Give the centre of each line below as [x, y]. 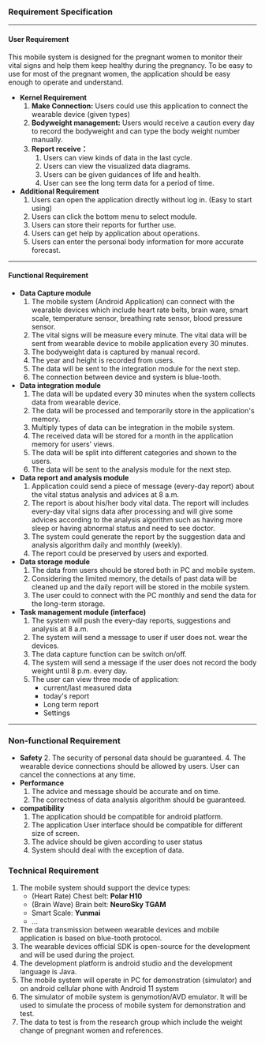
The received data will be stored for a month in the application [132, 435]
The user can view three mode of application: [105, 679]
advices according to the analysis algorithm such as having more [137, 519]
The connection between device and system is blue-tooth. [126, 377]
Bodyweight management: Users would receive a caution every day [143, 122]
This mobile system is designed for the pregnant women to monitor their [125, 57]
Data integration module [60, 385]
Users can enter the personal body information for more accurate [138, 241]
